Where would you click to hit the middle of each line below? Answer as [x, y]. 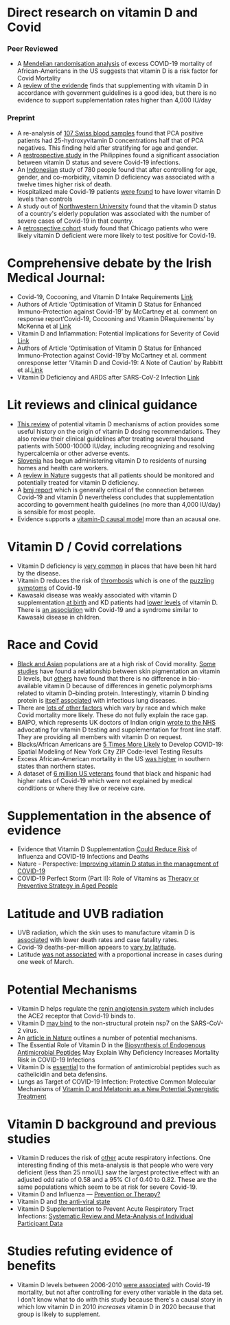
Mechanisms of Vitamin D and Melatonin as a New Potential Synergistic [118, 1089]
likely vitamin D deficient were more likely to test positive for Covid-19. [116, 235]
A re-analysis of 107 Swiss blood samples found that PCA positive [110, 133]
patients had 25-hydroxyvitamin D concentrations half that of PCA [110, 140]
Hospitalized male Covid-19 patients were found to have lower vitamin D [119, 191]
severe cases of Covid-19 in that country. [75, 221]
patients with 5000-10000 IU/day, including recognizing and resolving [116, 446]
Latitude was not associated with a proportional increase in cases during [120, 954]
